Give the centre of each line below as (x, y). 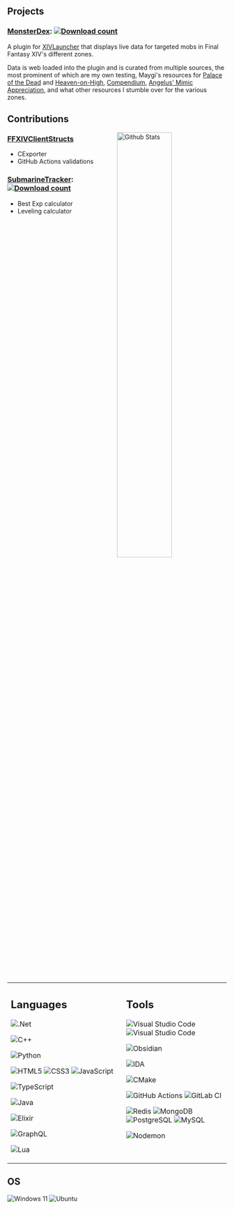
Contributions (38, 119)
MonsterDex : (30, 31)
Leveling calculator (44, 211)
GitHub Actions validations (55, 162)
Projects (26, 12)
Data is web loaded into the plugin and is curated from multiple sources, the (116, 67)
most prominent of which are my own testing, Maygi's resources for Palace (115, 75)
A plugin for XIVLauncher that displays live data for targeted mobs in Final (113, 46)
